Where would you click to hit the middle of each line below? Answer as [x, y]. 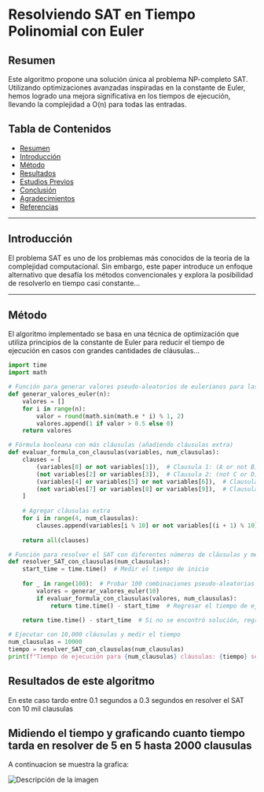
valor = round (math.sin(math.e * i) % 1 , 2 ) [110, 416]
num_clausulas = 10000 [45, 642]
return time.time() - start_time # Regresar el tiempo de [148, 606]
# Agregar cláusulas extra [66, 511]
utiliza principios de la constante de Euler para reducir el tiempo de [117, 342]
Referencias [39, 206]
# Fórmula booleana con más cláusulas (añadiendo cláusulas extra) [121, 445]
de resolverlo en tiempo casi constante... [74, 283]
